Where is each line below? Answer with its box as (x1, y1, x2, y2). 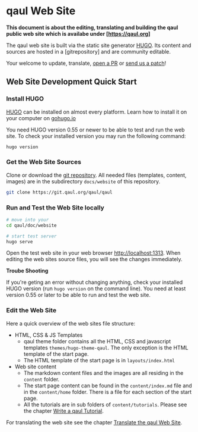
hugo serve (6, 239, 33, 245)
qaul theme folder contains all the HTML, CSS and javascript (23, 337, 171, 345)
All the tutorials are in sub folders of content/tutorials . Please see (23, 400, 187, 408)
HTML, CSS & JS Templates (14, 331, 83, 339)
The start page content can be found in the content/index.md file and (23, 382, 193, 389)
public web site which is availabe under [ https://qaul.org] (6, 30, 151, 37)
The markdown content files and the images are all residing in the (23, 369, 184, 376)
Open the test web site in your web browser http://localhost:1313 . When (6, 249, 181, 256)
